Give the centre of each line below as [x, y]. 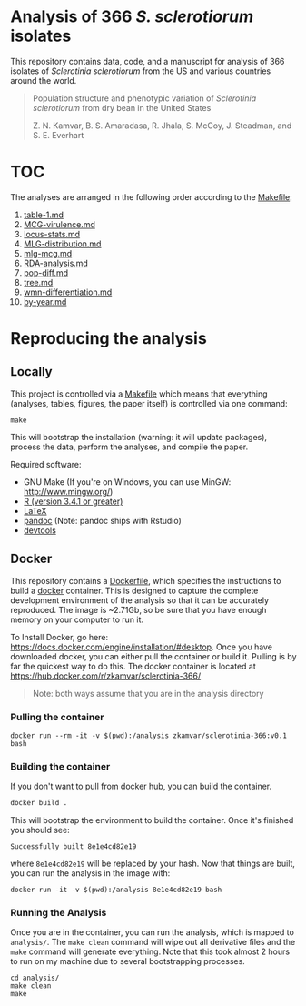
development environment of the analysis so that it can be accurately [140, 600]
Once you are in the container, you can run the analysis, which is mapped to [152, 932]
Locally [31, 372]
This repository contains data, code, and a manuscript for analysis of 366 [148, 61]
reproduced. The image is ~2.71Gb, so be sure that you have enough [138, 609]
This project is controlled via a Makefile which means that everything [139, 394]
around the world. [44, 80]
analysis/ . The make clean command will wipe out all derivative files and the [153, 942]
